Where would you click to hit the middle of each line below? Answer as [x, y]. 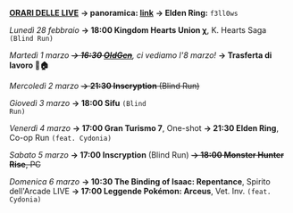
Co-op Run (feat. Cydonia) [60, 138]
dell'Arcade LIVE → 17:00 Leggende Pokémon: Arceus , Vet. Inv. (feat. [140, 191]
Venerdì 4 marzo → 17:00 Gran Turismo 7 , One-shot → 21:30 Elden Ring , [144, 128]
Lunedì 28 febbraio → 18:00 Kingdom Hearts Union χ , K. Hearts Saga [138, 30]
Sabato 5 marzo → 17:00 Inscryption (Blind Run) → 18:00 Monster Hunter [146, 155]
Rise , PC [25, 164]
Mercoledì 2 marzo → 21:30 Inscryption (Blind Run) [105, 86]
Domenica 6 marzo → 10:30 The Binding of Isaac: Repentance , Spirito [140, 181]
